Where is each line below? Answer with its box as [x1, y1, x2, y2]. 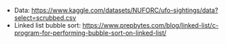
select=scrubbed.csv [13, 13, 77, 22]
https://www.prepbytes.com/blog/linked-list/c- [82, 21, 219, 29]
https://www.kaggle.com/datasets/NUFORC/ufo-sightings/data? [31, 6, 218, 14]
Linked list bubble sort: [13, 21, 81, 29]
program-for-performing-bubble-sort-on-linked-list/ [13, 28, 166, 37]
